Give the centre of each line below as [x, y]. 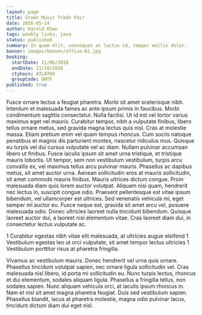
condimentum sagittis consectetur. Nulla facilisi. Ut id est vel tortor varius [97, 115]
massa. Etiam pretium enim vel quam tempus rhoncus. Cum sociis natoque [99, 134]
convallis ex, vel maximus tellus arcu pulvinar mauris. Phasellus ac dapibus [99, 166]
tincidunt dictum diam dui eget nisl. [50, 305]
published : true [27, 85]
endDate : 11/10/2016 [37, 68]
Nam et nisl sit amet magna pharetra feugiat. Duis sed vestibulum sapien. [97, 293]
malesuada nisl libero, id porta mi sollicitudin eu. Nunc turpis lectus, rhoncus [101, 273]
